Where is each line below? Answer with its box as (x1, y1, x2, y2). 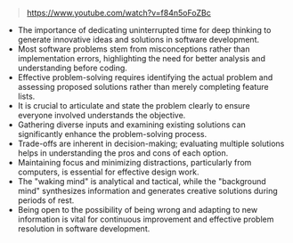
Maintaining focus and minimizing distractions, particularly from (17, 158, 252, 167)
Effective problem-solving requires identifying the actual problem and (17, 72, 273, 83)
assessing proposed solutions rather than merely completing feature (17, 82, 269, 92)
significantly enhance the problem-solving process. (17, 129, 208, 139)
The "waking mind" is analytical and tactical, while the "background (17, 176, 267, 186)
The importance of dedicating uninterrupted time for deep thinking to (17, 25, 272, 35)
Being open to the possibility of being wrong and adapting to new (17, 205, 258, 215)
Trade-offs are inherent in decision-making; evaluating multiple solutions (17, 138, 285, 149)
